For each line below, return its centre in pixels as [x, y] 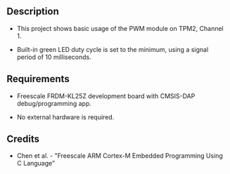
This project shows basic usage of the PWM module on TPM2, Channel [120, 28]
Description [33, 12]
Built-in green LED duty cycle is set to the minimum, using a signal [113, 49]
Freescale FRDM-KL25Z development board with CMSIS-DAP [106, 96]
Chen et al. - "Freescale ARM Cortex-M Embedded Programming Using [120, 156]
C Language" [36, 163]
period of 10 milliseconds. [54, 57]
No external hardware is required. [65, 117]
